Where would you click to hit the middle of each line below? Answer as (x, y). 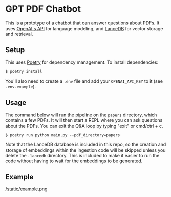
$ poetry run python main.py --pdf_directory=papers (63, 135)
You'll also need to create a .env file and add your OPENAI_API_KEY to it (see (84, 81)
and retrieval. (19, 34)
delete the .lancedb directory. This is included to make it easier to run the (82, 155)
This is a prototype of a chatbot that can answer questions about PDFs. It (82, 23)
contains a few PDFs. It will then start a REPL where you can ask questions (84, 120)
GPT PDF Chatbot (43, 9)
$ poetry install (24, 71)
